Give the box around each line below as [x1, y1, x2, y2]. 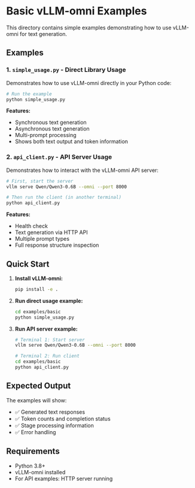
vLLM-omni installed [14, 468, 66, 475]
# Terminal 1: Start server [14, 337, 85, 342]
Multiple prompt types [14, 235, 70, 243]
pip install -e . [14, 286, 59, 292]
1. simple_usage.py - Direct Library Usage [6, 66, 126, 74]
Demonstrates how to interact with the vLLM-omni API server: [6, 166, 159, 174]
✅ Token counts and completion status [14, 415, 111, 422]
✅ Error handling [14, 428, 56, 435]
